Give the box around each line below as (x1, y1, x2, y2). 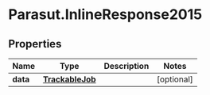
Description (103, 61, 150, 71)
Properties (8, 37, 62, 51)
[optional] (156, 74, 193, 85)
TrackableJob (42, 74, 97, 85)
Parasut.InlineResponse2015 (8, 6, 203, 24)
